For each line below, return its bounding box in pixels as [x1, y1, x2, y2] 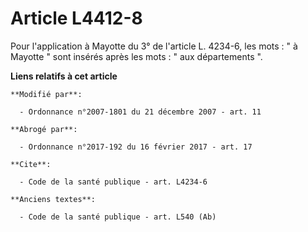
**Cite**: [10, 159, 52, 169]
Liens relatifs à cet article [10, 70, 118, 82]
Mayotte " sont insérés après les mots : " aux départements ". [10, 50, 263, 62]
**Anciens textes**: [10, 194, 97, 204]
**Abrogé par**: [10, 124, 78, 134]
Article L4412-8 [10, 7, 143, 30]
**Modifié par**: [10, 89, 83, 99]
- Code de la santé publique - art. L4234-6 [19, 177, 208, 187]
